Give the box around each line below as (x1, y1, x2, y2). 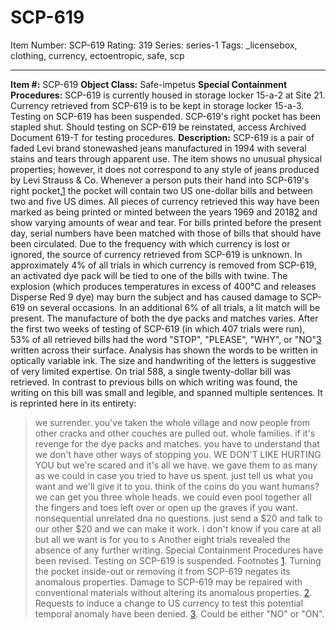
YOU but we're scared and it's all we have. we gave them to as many (34, 459, 318, 471)
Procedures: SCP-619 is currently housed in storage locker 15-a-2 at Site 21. (10, 89, 326, 101)
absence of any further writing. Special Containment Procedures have (34, 544, 323, 556)
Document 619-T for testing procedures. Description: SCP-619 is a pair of (10, 131, 315, 143)
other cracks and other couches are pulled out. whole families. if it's (34, 427, 316, 439)
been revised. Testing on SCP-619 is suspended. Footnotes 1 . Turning (34, 554, 322, 566)
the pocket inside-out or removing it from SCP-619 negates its (34, 565, 291, 577)
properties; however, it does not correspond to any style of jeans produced (10, 163, 320, 175)
